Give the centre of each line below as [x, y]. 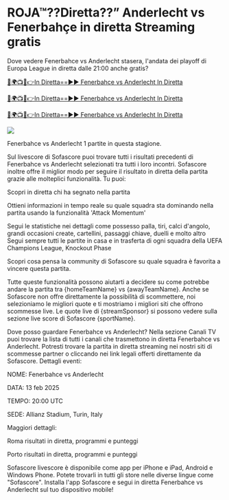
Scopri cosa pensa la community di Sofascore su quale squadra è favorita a [114, 261]
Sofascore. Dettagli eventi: [45, 361]
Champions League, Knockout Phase [59, 248]
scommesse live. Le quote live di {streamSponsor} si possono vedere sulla [112, 311]
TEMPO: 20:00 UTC [35, 401]
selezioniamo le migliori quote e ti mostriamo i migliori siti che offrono [105, 303]
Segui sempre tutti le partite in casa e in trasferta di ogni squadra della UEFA [115, 240]
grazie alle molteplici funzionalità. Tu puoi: [67, 178]
